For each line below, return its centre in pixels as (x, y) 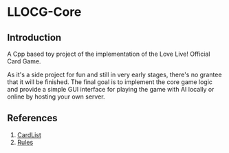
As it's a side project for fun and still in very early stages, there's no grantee (115, 74)
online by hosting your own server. (56, 96)
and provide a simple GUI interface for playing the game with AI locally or (111, 89)
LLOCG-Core (44, 12)
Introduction (34, 38)
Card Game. (24, 61)
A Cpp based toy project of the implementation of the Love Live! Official (109, 54)
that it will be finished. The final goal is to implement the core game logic (110, 82)
